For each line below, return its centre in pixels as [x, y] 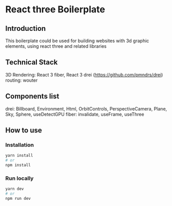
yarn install [19, 156]
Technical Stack [32, 62]
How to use [24, 130]
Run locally [20, 178]
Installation [20, 145]
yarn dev [15, 189]
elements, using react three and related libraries [56, 46]
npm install [18, 165]
